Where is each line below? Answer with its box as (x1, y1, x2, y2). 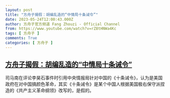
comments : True (5, 36, 37, 41)
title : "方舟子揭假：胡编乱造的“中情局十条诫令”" (5, 12, 98, 17)
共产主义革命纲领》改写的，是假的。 (18, 87, 94, 93)
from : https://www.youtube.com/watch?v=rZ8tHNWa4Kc (5, 26, 116, 31)
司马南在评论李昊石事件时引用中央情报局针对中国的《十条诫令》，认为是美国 (5, 74, 163, 81)
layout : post (5, 7, 33, 13)
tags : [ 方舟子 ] (5, 31, 39, 36)
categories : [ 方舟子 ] (5, 40, 53, 45)
